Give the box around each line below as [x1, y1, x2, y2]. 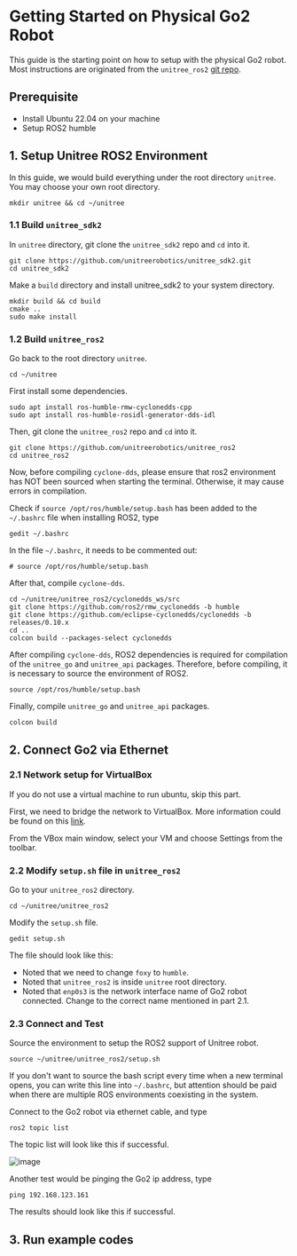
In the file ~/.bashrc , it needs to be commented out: [9, 545, 198, 556]
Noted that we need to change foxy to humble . [21, 968, 189, 978]
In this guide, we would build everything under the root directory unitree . [9, 171, 277, 183]
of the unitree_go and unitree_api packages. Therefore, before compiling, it [9, 659, 288, 669]
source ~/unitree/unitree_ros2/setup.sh [9, 1055, 161, 1064]
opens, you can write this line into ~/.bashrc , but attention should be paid [9, 1080, 277, 1091]
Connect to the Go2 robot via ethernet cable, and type [9, 1107, 207, 1118]
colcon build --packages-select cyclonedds [9, 634, 173, 643]
